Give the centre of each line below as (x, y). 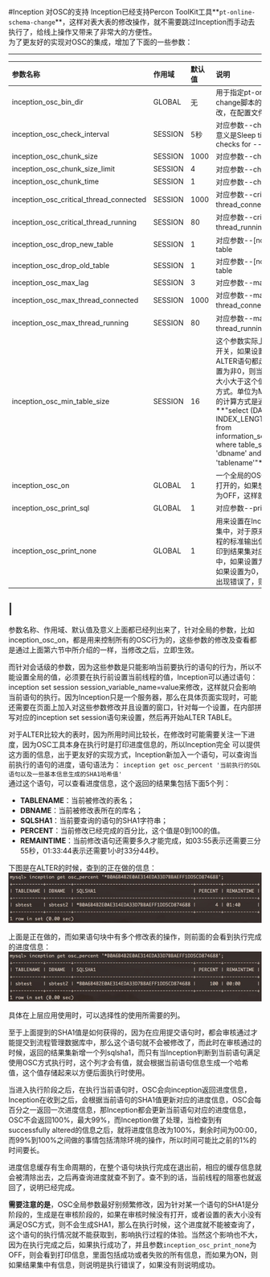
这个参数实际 (237, 341)
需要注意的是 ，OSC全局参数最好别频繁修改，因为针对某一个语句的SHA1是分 (134, 1204)
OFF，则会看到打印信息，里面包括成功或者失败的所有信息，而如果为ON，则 (133, 1254)
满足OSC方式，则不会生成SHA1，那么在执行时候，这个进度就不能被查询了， (134, 1224)
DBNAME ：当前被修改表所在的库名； (81, 810)
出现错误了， (237, 581)
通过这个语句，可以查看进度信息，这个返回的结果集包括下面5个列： (120, 783)
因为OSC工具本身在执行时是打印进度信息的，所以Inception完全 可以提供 (141, 744)
